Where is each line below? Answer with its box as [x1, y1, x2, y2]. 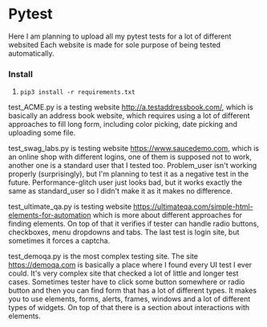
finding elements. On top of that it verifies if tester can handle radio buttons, [8, 219, 259, 229]
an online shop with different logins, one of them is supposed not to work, [8, 152, 253, 161]
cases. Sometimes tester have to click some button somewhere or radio [8, 277, 245, 287]
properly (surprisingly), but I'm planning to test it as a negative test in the [8, 170, 249, 179]
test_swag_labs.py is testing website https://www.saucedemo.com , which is [8, 144, 259, 153]
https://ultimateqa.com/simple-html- [133, 202, 254, 211]
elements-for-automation [8, 211, 91, 220]
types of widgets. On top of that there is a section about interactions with [8, 303, 250, 313]
